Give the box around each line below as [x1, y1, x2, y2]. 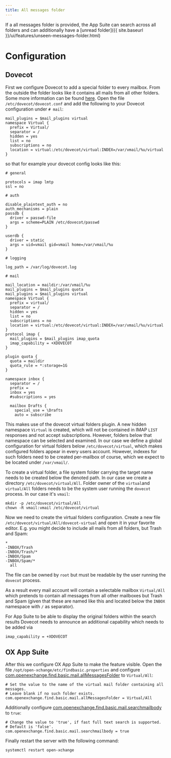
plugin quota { [5, 354, 38, 359]
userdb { [5, 233, 24, 238]
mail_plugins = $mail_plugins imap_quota [10, 336, 100, 341]
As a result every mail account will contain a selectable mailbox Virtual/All [5, 587, 165, 593]
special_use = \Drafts [14, 408, 63, 413]
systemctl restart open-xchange [5, 748, 74, 753]
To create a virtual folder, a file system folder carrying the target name [5, 469, 154, 475]
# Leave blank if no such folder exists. [5, 691, 95, 696]
